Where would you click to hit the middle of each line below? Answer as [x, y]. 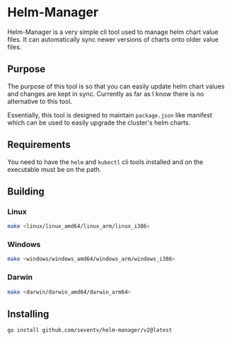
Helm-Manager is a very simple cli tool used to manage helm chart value [113, 32]
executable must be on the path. [54, 169]
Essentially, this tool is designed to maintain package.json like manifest [110, 115]
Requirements [39, 145]
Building [26, 191]
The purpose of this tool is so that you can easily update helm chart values [116, 86]
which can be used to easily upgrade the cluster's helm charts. [99, 122]
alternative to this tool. [40, 101]
